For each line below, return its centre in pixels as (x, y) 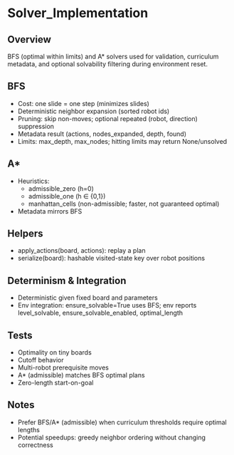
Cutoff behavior (41, 360)
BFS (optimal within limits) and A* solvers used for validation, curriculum (113, 56)
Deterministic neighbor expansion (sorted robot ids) (94, 111)
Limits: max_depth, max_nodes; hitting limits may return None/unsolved (122, 141)
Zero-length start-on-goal (55, 383)
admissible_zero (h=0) (61, 188)
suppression (36, 126)
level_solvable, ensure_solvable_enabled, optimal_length (100, 313)
